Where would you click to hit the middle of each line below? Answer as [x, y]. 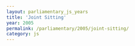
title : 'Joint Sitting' [36, 17]
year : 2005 [20, 23]
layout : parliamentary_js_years [47, 12]
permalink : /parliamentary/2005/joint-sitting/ [68, 28]
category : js [23, 34]
